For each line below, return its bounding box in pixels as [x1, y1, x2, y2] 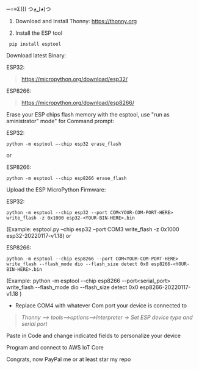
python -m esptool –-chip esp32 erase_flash [6, 141, 121, 147]
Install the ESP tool [15, 29, 63, 37]
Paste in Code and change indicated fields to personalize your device [6, 332, 181, 339]
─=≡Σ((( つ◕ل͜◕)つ [6, 5, 51, 12]
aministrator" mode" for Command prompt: [6, 118, 115, 124]
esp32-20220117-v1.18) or [6, 232, 71, 239]
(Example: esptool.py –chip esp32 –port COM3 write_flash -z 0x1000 [6, 226, 179, 233]
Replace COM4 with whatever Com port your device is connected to [15, 302, 187, 309]
